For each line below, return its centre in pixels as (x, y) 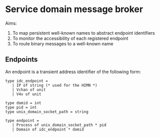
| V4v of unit (27, 94)
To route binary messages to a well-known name (63, 43)
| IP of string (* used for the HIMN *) (55, 85)
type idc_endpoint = (27, 81)
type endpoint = (22, 120)
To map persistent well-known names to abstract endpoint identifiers (84, 33)
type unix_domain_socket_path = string (47, 112)
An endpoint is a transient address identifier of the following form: (73, 72)
